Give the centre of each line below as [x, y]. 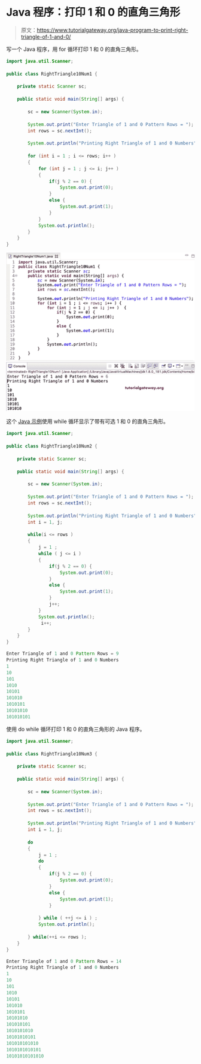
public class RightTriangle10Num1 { [52, 74]
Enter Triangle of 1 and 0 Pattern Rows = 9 [63, 654]
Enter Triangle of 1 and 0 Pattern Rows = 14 [64, 961]
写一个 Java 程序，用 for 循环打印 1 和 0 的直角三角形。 [74, 49]
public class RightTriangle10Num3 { [52, 754]
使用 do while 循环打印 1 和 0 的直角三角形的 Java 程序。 [76, 729]
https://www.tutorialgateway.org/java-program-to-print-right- [112, 30]
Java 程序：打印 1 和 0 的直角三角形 [93, 12]
